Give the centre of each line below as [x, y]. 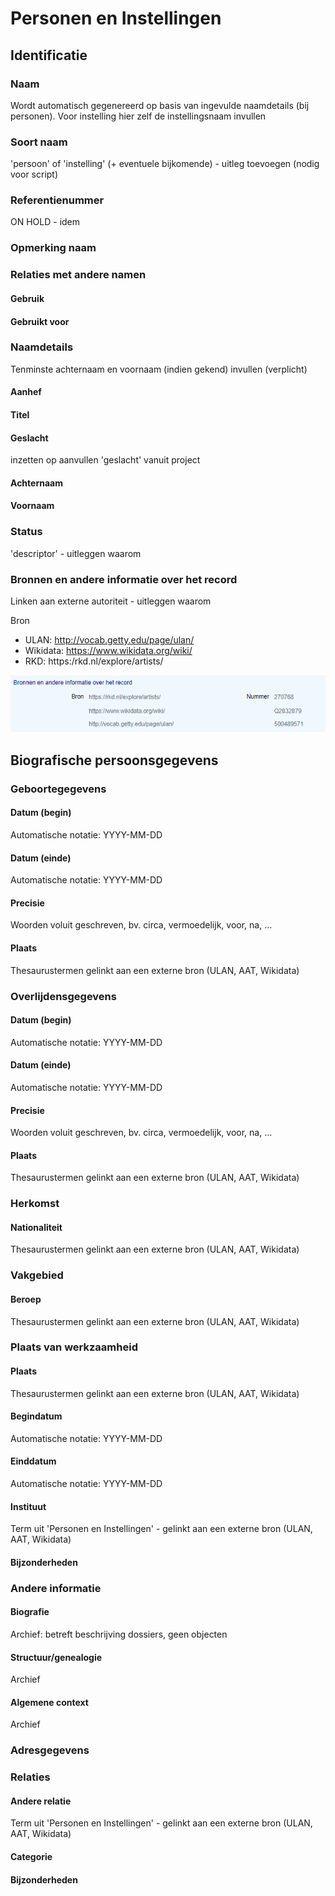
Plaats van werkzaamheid [74, 1347]
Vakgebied [37, 1275]
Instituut [28, 1506]
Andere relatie [41, 1801]
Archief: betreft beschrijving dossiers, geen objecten [119, 1634]
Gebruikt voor [40, 321]
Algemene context [49, 1702]
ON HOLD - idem [45, 222]
